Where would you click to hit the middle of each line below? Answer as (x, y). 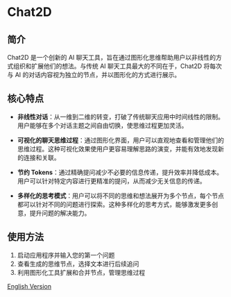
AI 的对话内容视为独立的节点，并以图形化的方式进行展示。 (98, 75)
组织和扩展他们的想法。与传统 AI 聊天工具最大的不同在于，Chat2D (108, 66)
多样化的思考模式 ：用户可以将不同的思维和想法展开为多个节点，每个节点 (120, 196)
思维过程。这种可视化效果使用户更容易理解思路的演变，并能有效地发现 (118, 148)
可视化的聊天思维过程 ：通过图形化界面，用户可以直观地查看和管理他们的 (120, 140)
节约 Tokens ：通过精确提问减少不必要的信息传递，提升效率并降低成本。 (120, 172)
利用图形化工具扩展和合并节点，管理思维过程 (81, 272)
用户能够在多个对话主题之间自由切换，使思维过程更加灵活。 (102, 125)
